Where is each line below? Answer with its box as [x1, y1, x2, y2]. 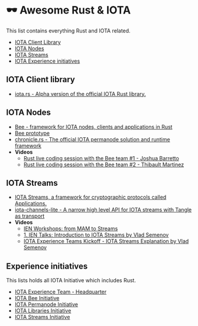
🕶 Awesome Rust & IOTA [6, 4, 131, 17]
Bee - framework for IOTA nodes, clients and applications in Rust [14, 123, 173, 130]
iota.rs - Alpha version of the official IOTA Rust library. [14, 90, 146, 97]
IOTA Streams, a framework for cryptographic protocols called [14, 193, 167, 201]
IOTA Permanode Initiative [14, 301, 79, 308]
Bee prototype [14, 130, 50, 137]
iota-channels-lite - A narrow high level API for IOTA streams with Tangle [14, 206, 192, 214]
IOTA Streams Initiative [14, 314, 70, 321]
